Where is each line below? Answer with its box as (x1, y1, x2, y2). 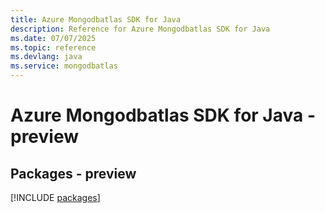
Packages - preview (10, 165, 137, 182)
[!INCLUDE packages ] (10, 192, 101, 203)
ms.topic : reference (10, 42, 97, 53)
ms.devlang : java (10, 52, 83, 62)
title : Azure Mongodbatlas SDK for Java (10, 14, 182, 25)
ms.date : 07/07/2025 (10, 33, 97, 43)
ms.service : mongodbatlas (10, 61, 118, 71)
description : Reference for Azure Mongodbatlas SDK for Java (10, 24, 271, 34)
